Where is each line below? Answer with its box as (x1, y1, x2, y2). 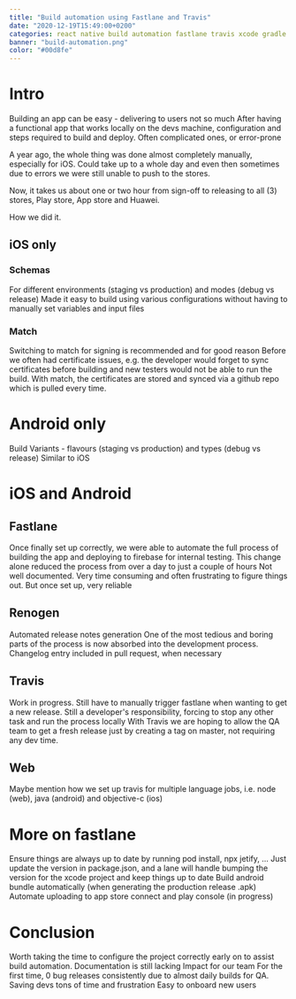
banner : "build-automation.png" (9, 37, 128, 47)
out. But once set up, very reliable (9, 579, 133, 590)
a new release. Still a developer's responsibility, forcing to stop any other (9, 706, 274, 717)
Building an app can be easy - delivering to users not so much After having (9, 113, 282, 124)
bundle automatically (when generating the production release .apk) (9, 882, 257, 893)
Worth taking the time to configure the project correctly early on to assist (9, 951, 275, 962)
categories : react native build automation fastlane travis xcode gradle (9, 29, 287, 38)
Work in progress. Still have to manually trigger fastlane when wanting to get (9, 697, 287, 708)
